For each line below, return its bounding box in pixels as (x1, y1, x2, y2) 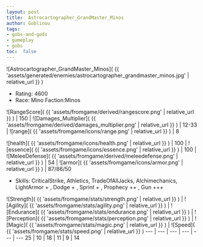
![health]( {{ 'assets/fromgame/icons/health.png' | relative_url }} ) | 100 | (6, 139, 187, 147)
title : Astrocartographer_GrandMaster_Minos (6, 15, 124, 21)
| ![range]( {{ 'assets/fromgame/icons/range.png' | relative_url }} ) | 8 (6, 127, 180, 134)
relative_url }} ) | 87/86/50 (6, 165, 72, 172)
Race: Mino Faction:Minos (15, 96, 80, 103)
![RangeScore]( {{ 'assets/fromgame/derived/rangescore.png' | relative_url (6, 108, 194, 116)
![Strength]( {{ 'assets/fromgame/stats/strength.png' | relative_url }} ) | (6, 195, 183, 203)
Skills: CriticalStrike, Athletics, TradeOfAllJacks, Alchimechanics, (15, 177, 178, 184)
